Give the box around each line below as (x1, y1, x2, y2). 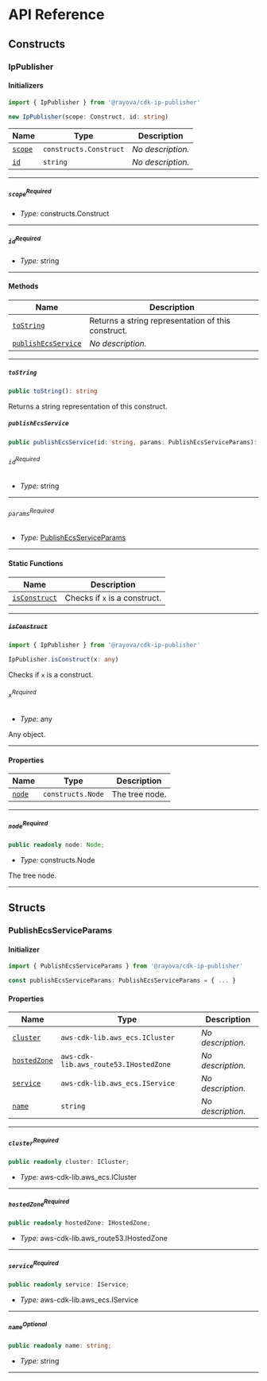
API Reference (8, 6, 105, 24)
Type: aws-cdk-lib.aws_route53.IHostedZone (19, 1234, 168, 1243)
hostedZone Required (8, 1198, 70, 1209)
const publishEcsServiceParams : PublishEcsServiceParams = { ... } (8, 976, 237, 985)
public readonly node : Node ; (8, 840, 105, 848)
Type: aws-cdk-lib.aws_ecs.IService (19, 1294, 139, 1305)
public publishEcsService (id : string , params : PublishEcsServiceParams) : (8, 438, 258, 446)
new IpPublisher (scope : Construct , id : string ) (8, 113, 169, 121)
